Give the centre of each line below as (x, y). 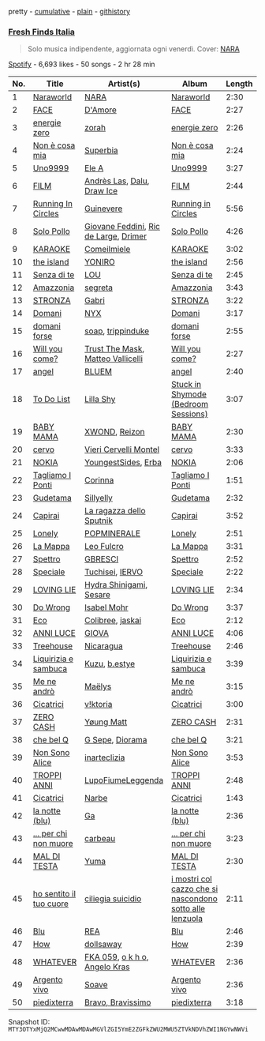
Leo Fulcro (104, 547)
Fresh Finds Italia (41, 32)
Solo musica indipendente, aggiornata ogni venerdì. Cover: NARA (134, 49)
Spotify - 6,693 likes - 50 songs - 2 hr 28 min (82, 64)
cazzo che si (194, 889)
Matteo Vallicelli (114, 359)
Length (239, 84)
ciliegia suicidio (113, 899)
